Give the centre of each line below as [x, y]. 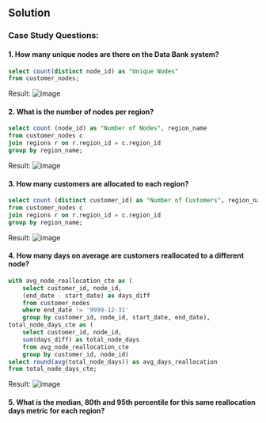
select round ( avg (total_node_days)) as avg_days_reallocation [113, 362]
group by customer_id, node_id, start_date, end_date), [117, 318]
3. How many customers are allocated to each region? [99, 183]
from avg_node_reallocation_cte [76, 347]
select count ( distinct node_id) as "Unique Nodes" [93, 71]
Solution [29, 13]
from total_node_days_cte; [53, 369]
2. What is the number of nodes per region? [81, 111]
